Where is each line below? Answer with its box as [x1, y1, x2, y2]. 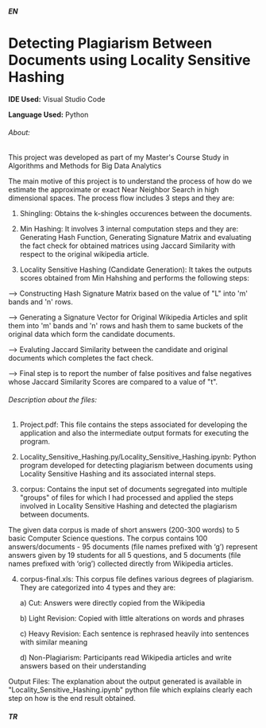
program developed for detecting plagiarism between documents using [19, 460, 253, 470]
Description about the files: [8, 395, 98, 405]
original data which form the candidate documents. [8, 329, 175, 339]
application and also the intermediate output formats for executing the [19, 428, 249, 437]
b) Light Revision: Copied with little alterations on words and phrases [19, 613, 245, 623]
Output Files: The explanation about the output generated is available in [8, 676, 242, 686]
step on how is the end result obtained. [8, 693, 137, 703]
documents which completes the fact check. [8, 353, 154, 362]
